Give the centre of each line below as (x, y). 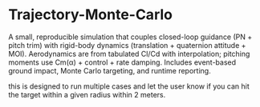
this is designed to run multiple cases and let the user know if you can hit (129, 86)
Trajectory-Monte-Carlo (90, 15)
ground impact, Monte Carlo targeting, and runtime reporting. (110, 70)
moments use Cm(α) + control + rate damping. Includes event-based (122, 62)
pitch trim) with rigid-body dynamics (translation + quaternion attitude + (127, 45)
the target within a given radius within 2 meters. (87, 94)
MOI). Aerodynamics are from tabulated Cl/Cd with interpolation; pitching (129, 53)
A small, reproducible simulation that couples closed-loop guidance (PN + (130, 37)
